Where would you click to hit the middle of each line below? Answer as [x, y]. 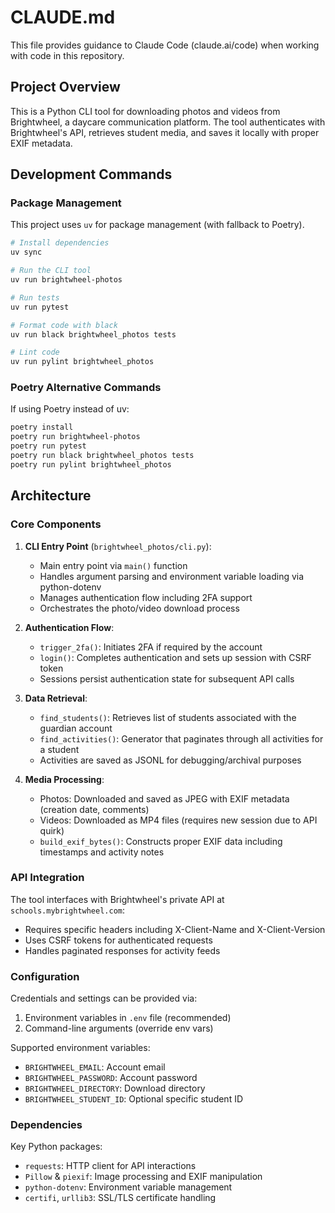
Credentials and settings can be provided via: [104, 998]
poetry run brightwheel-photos [75, 437]
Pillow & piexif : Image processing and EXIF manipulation [143, 1177]
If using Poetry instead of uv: [70, 409]
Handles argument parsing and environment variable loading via [172, 576]
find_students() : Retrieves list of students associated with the [168, 717]
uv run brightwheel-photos [66, 280]
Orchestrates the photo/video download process [139, 608]
